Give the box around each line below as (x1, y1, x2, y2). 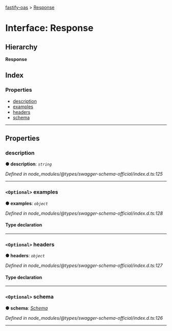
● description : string (5, 161, 52, 167)
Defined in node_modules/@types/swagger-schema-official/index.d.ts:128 (5, 210, 163, 216)
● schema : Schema (5, 305, 48, 311)
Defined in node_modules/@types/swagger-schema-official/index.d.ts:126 (5, 315, 163, 321)
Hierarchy (5, 43, 38, 51)
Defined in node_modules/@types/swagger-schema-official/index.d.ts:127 (5, 262, 163, 268)
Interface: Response (5, 23, 94, 34)
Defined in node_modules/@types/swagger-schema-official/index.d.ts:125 (5, 171, 163, 177)
